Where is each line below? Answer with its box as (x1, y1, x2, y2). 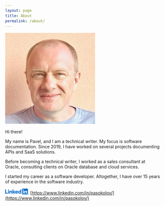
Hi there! (5, 129, 23, 135)
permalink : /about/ (5, 18, 45, 23)
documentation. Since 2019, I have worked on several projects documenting (5, 144, 160, 150)
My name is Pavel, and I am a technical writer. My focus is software (5, 138, 142, 144)
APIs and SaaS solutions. (5, 149, 56, 155)
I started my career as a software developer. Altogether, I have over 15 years (5, 174, 161, 180)
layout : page (5, 8, 32, 13)
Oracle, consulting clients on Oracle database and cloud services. (5, 164, 139, 170)
